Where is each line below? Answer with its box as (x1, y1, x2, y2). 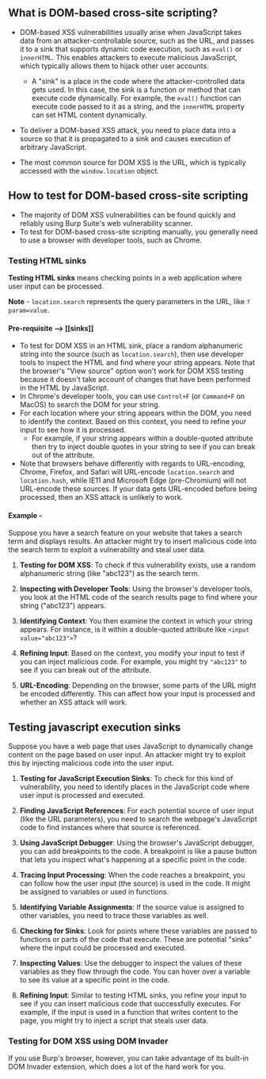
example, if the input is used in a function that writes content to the (19, 1008, 239, 1017)
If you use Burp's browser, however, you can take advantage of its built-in (8, 1054, 249, 1063)
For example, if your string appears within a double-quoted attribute (31, 433, 253, 443)
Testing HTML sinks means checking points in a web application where (8, 273, 243, 282)
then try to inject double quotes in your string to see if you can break (31, 442, 256, 452)
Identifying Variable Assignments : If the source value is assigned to (19, 902, 245, 912)
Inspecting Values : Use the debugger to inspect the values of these (19, 959, 242, 968)
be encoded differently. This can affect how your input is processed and (19, 689, 256, 699)
